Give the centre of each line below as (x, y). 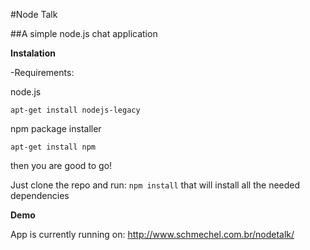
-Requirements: (42, 72)
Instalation (33, 53)
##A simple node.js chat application (84, 33)
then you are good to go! (61, 165)
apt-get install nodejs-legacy (75, 110)
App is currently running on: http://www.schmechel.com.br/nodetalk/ (152, 234)
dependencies (40, 195)
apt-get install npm (53, 147)
